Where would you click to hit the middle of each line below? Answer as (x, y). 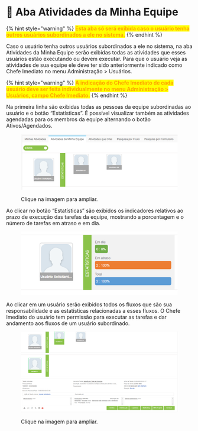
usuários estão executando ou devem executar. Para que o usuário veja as (97, 59)
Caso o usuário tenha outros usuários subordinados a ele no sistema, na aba (99, 46)
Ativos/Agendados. (29, 125)
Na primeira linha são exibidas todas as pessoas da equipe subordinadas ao (99, 106)
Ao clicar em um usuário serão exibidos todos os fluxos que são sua (89, 304)
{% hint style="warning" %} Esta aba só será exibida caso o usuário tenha (98, 28)
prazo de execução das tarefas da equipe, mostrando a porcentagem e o (95, 217)
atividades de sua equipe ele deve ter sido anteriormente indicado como (94, 65)
